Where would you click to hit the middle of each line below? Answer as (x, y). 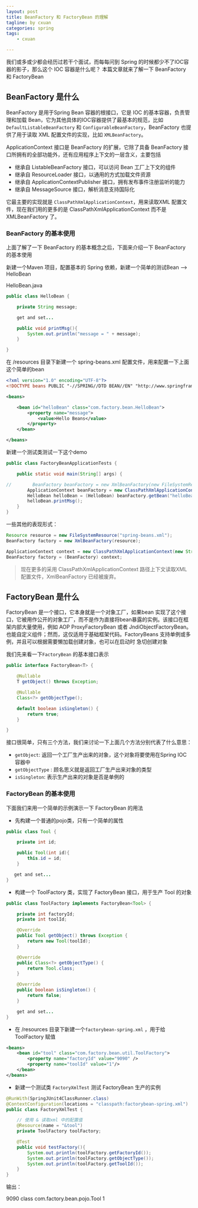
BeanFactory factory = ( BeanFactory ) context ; (64, 557)
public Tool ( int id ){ (43, 853)
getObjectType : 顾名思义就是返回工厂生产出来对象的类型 (83, 770)
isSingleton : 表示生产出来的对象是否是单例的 (70, 777)
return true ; (43, 714)
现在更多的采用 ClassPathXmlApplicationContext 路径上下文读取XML (104, 569)
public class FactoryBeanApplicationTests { (62, 464)
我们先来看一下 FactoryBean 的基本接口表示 (57, 655)
